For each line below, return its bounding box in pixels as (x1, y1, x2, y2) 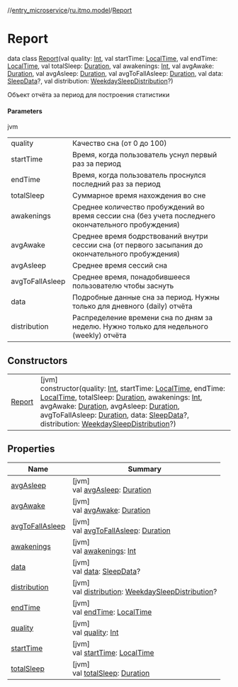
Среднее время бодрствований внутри (72, 232, 208, 242)
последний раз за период (72, 179, 161, 189)
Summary (127, 464, 161, 474)
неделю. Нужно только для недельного (72, 322, 209, 331)
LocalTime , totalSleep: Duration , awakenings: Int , (40, 392, 203, 402)
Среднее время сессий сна (72, 261, 168, 271)
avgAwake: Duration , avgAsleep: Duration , (40, 401, 180, 411)
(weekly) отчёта (72, 331, 127, 341)
